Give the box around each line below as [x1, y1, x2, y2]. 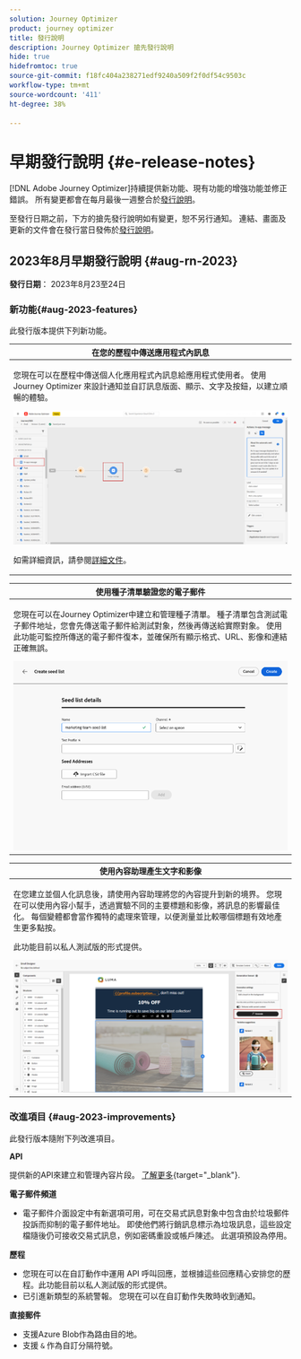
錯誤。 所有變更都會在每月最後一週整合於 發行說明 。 [9, 194, 200, 205]
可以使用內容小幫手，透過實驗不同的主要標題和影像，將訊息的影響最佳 [21, 900, 280, 910]
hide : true [9, 52, 50, 62]
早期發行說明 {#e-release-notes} [9, 152, 256, 172]
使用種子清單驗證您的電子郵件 [95, 586, 206, 597]
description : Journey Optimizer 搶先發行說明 [9, 43, 175, 52]
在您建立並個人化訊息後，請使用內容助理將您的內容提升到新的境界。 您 [13, 888, 275, 899]
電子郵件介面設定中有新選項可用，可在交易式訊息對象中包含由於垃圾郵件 [21, 1207, 289, 1218]
